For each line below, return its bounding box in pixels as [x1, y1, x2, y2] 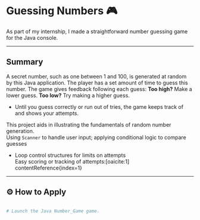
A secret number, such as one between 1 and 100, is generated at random [6, 73, 187, 80]
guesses [6, 140, 27, 147]
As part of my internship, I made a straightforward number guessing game [6, 27, 188, 35]
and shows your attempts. [14, 109, 79, 117]
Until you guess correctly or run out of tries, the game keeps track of [14, 103, 183, 110]
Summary [6, 57, 43, 67]
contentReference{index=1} [14, 164, 82, 171]
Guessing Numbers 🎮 [6, 4, 118, 18]
